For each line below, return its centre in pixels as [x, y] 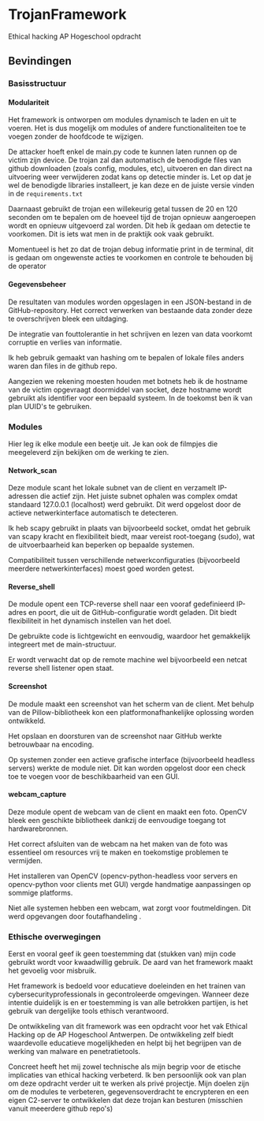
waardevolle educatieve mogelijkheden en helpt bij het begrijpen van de [125, 1043]
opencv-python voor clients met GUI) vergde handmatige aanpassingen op [130, 884]
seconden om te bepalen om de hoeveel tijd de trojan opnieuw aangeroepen [132, 218]
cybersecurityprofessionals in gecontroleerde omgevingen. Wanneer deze [129, 994]
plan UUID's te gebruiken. [50, 406]
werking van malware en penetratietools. [74, 1052]
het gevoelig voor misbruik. [52, 970]
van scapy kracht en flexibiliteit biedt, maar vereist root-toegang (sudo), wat [132, 537]
